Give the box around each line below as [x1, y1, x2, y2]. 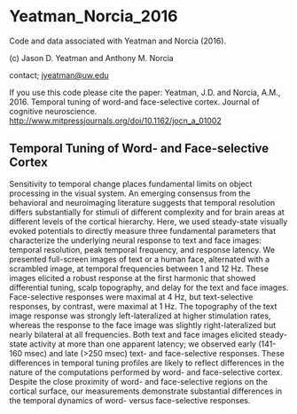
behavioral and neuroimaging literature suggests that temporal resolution [9, 197, 276, 207]
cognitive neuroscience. [9, 105, 98, 116]
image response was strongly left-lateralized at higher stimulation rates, [9, 310, 271, 321]
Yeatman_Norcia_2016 [9, 6, 179, 27]
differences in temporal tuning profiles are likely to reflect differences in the [9, 357, 285, 368]
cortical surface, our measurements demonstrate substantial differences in [9, 386, 282, 396]
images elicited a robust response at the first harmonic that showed [9, 272, 256, 283]
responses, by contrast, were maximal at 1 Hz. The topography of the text [9, 301, 277, 311]
